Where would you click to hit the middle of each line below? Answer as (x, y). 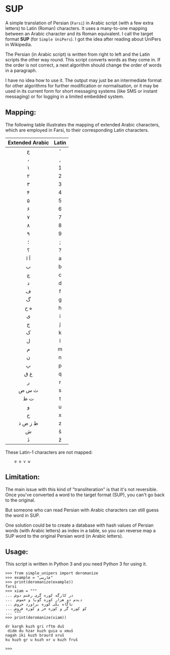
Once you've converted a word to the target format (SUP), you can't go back (85, 495)
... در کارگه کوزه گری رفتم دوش (39, 596)
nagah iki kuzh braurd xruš (35, 635)
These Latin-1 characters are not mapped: (49, 452)
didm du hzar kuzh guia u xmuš (40, 631)
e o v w (22, 461)
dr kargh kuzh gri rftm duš (35, 627)
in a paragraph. (21, 70)
